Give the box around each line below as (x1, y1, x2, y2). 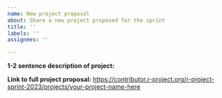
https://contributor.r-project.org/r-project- (92, 75, 215, 84)
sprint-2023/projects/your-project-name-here (7, 83, 141, 91)
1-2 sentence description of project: (7, 62, 115, 70)
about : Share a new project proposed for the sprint (7, 17, 166, 24)
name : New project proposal (7, 10, 90, 17)
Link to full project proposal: (7, 75, 92, 84)
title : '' (7, 23, 37, 30)
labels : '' (7, 29, 39, 37)
